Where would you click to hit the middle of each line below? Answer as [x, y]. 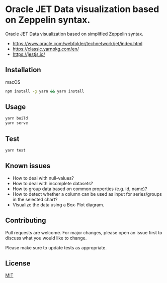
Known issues [28, 166]
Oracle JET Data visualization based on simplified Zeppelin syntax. [74, 34]
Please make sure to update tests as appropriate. [56, 247]
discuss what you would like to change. [46, 238]
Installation [23, 70]
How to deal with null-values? [43, 178]
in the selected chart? [35, 199]
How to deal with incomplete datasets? [53, 183]
